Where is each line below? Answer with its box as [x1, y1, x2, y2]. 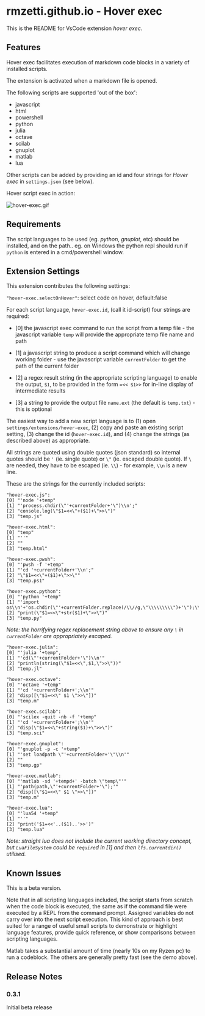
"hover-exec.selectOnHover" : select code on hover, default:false [6, 294, 168, 301]
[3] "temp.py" [6, 615, 43, 622]
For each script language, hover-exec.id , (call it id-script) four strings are [6, 306, 191, 314]
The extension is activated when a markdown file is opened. [6, 77, 157, 84]
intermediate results [15, 387, 66, 394]
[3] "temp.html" [6, 546, 48, 552]
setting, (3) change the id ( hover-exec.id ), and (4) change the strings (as [6, 431, 190, 438]
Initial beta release [6, 1003, 53, 1011]
